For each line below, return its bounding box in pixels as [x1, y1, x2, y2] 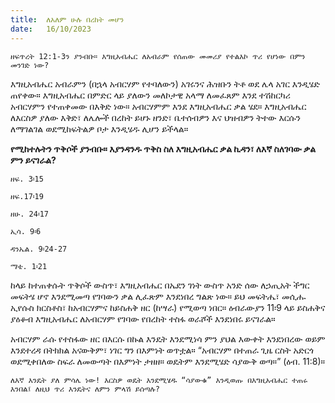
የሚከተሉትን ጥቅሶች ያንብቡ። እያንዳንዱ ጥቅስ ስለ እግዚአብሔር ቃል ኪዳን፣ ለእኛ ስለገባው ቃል [10, 142, 317, 155]
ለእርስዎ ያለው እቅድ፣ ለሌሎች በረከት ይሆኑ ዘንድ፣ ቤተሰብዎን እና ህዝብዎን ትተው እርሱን [10, 111, 302, 123]
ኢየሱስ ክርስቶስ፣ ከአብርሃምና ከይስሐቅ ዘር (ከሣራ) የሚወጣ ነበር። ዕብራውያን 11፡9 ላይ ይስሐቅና [10, 301, 326, 313]
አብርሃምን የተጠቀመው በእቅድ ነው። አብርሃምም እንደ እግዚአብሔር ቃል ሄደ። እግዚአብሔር [10, 100, 307, 112]
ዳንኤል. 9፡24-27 [10, 244, 68, 254]
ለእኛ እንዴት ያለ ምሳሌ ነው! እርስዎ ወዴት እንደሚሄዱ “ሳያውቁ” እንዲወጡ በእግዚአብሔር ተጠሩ [10, 375, 308, 385]
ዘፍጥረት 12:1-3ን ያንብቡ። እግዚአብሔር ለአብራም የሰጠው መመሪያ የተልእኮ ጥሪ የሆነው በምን [10, 51, 306, 61]
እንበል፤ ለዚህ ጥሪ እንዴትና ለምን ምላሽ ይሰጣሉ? [10, 384, 161, 394]
